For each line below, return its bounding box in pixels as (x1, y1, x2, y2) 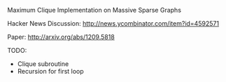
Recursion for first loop (17, 67, 84, 75)
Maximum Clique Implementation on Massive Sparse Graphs (7, 6, 182, 14)
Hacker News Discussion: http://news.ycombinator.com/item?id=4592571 (7, 19, 219, 27)
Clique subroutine (17, 60, 69, 68)
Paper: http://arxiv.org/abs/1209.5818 (7, 33, 115, 41)
